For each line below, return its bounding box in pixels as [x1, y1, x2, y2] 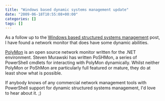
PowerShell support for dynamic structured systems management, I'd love [5, 85, 156, 91]
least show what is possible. [5, 70, 63, 76]
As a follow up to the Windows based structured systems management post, [5, 34, 160, 40]
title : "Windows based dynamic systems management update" [5, 7, 129, 12]
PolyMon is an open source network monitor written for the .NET [5, 49, 136, 55]
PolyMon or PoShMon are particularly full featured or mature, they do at [5, 65, 151, 71]
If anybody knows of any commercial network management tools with [5, 80, 147, 86]
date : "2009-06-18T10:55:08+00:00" [5, 12, 78, 17]
